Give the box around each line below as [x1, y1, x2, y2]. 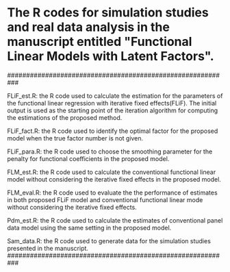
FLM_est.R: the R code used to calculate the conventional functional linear [7, 168, 216, 176]
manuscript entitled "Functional [7, 34, 192, 49]
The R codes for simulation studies [7, 5, 209, 21]
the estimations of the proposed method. [7, 113, 123, 121]
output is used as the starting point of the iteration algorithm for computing [7, 106, 218, 114]
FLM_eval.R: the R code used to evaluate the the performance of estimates [7, 188, 218, 197]
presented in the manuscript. [7, 244, 89, 252]
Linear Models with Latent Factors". [7, 49, 214, 64]
